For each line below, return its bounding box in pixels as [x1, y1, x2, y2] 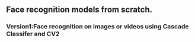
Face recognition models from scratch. [6, 5, 153, 15]
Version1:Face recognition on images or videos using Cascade [6, 22, 189, 31]
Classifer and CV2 [6, 30, 60, 38]
